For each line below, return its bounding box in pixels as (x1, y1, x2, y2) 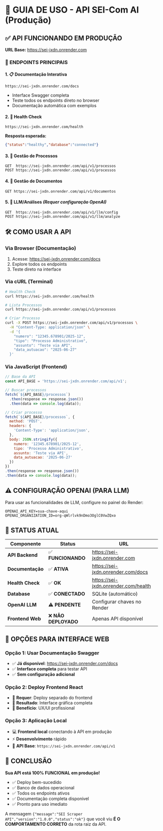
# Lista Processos (5, 303, 42, 308)
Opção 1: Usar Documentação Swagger (5, 650, 99, 656)
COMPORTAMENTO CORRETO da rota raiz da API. (5, 821, 107, 827)
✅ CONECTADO (48, 590, 85, 597)
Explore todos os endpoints (12, 261, 67, 267)
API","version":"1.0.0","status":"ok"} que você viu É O (5, 816, 120, 822)
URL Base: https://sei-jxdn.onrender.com (5, 47, 87, 52)
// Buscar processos (5, 388, 47, 392)
